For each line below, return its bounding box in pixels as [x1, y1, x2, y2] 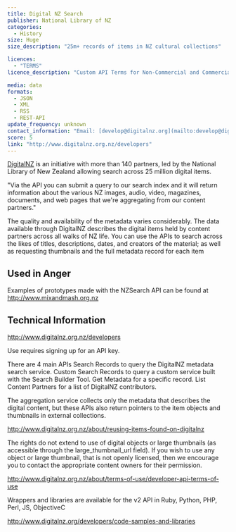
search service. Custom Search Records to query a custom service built [7, 368, 216, 376]
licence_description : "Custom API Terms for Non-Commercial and [7, 68, 199, 76]
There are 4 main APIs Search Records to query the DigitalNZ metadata [7, 360, 214, 369]
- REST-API [13, 114, 46, 122]
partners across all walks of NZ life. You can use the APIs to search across [7, 232, 223, 240]
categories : [7, 23, 42, 30]
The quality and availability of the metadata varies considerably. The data [7, 217, 220, 225]
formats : [7, 88, 33, 95]
